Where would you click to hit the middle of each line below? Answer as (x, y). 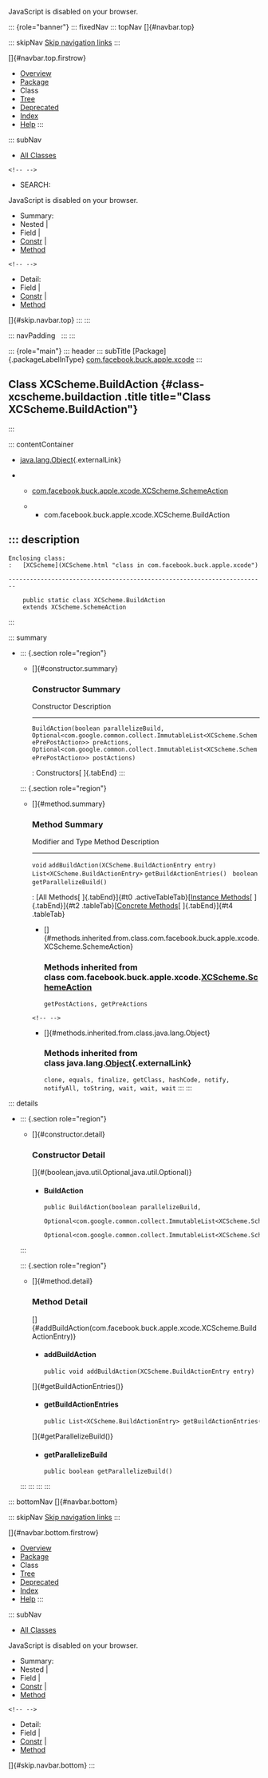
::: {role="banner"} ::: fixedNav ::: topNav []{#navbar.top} (102, 27)
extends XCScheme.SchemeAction (75, 607)
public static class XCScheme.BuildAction (94, 600)
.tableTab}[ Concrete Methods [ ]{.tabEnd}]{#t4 (157, 906)
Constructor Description (71, 706)
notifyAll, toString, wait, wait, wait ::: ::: (118, 1087)
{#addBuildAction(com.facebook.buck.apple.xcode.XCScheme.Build (144, 1328)
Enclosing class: (37, 558)
